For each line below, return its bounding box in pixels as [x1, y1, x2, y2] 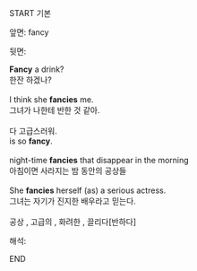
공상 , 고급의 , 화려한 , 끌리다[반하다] [9, 216, 137, 227]
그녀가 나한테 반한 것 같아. [9, 105, 100, 115]
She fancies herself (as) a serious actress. [9, 185, 167, 196]
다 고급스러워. [9, 126, 58, 136]
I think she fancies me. [9, 94, 94, 105]
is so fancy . [9, 135, 54, 146]
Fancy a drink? [9, 64, 64, 74]
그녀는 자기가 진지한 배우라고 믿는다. [9, 196, 136, 206]
